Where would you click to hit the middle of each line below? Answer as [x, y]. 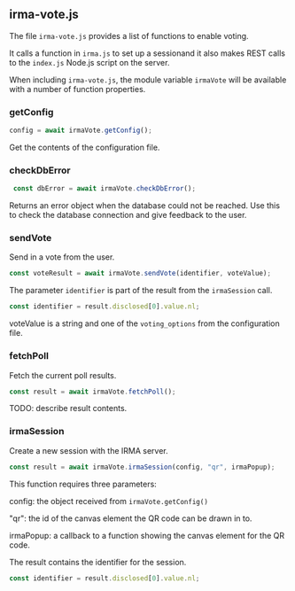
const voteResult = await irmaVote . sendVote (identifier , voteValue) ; [140, 274]
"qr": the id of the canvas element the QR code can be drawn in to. [131, 518]
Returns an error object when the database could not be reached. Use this [145, 206]
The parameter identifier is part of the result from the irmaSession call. [141, 291]
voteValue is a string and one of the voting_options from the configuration [145, 323]
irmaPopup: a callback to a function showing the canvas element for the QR [147, 535]
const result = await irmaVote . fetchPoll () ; [93, 392]
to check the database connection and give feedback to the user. [128, 215]
